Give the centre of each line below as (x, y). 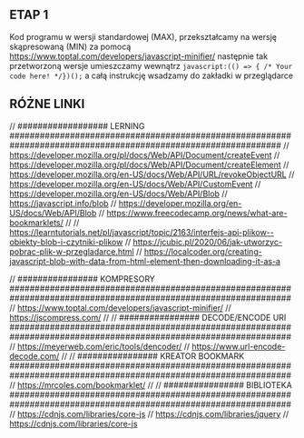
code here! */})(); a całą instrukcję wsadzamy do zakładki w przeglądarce (151, 75)
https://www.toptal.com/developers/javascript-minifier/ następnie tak (139, 56)
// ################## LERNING (77, 125)
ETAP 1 (29, 15)
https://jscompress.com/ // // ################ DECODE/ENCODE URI (148, 317)
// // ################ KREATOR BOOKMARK (153, 356)
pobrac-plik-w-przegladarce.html (72, 251)
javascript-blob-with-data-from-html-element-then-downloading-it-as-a (145, 261)
